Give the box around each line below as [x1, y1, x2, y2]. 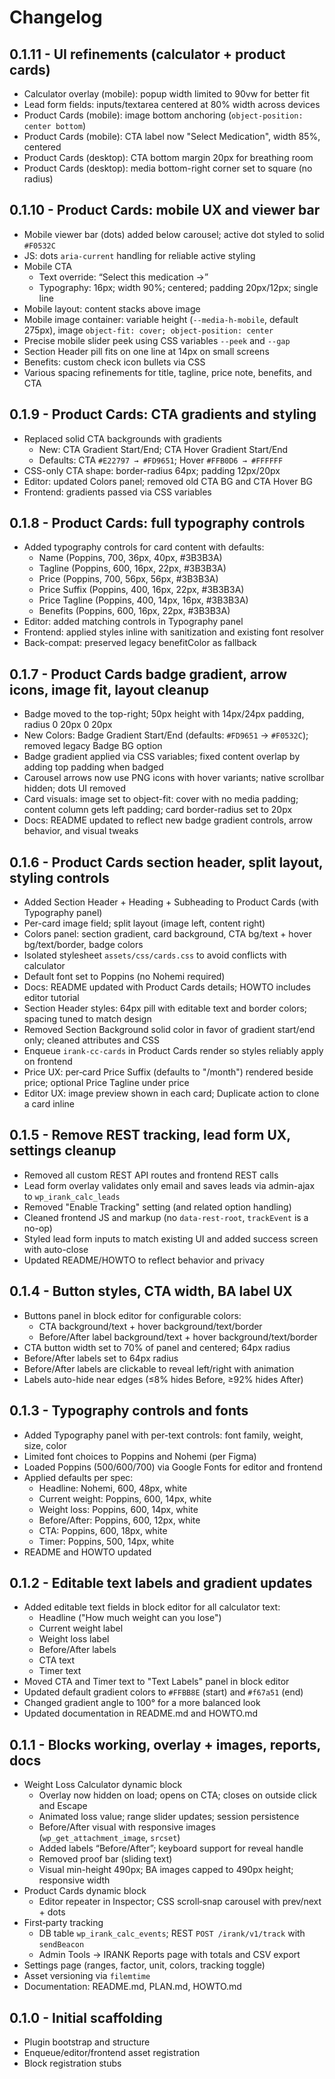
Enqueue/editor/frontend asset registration [23, 2046, 201, 2058]
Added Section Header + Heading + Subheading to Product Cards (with [23, 896, 319, 908]
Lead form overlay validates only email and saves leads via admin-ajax [23, 1179, 316, 1191]
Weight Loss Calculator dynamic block [23, 1779, 183, 1791]
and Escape [38, 1800, 88, 1812]
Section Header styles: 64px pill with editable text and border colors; [23, 1002, 308, 1015]
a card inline [23, 1098, 76, 1110]
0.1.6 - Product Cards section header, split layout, [9, 854, 324, 871]
